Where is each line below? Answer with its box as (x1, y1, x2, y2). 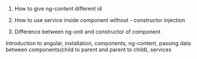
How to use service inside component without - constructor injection (14, 17, 185, 23)
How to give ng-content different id (14, 5, 102, 12)
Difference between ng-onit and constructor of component (14, 28, 161, 35)
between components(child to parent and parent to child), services (5, 46, 172, 53)
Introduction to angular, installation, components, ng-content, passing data (5, 40, 191, 46)
